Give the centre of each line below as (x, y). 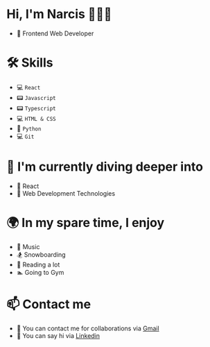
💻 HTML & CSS (36, 118)
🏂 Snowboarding (41, 254)
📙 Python (29, 128)
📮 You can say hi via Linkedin (58, 335)
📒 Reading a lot (38, 264)
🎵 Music (28, 246)
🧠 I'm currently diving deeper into (105, 167)
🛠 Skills (30, 63)
